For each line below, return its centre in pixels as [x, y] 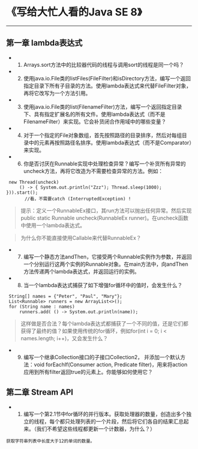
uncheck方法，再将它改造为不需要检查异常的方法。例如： [93, 171]
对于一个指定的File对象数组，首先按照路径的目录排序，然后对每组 [103, 135]
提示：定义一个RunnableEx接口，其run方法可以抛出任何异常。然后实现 [106, 210]
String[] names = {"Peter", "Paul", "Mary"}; [65, 296]
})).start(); [22, 193]
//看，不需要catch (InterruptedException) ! [78, 199]
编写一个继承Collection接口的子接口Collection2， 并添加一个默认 [102, 357]
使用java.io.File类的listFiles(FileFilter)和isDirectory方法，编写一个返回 [107, 78]
